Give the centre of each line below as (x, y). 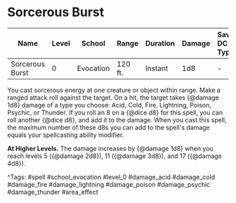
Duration (160, 43)
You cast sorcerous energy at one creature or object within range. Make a (114, 90)
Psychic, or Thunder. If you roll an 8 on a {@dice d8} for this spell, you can (115, 112)
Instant (157, 68)
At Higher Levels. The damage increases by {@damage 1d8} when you (110, 148)
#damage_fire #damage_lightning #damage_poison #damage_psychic (109, 184)
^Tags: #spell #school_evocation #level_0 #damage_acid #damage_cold (111, 177)
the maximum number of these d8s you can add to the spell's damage (109, 127)
